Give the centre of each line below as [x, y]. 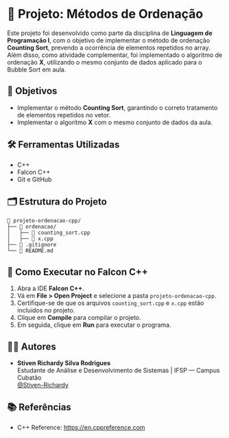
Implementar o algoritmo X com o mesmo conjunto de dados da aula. [115, 122]
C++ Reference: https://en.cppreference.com [81, 427]
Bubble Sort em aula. [37, 69]
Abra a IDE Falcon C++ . [50, 288]
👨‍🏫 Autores [32, 346]
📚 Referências [39, 407]
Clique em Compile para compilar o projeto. [79, 318]
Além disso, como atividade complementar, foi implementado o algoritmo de [115, 55]
